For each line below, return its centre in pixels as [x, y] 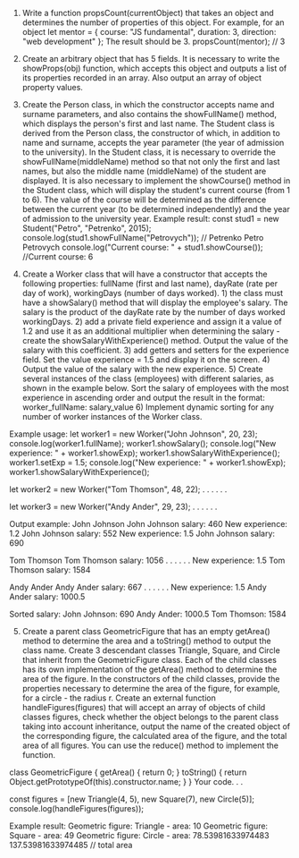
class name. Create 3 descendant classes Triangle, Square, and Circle [151, 650]
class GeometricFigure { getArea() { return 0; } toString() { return [128, 772]
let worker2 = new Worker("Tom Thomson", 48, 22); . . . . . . [118, 489]
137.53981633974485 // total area [71, 845]
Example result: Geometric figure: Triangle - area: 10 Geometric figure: [139, 826]
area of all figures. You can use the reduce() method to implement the [150, 745]
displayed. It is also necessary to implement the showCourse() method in [156, 181]
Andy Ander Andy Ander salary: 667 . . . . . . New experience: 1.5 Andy [138, 587]
